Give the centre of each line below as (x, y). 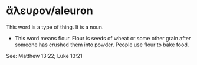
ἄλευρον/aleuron (50, 11)
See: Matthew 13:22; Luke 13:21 (44, 56)
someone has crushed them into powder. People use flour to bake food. (102, 45)
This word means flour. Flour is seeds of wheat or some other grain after (103, 38)
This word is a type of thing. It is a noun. (55, 27)
